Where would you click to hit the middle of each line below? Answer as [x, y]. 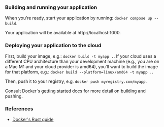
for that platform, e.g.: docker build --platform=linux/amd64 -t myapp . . [79, 72]
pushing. [14, 96]
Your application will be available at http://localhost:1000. [63, 33]
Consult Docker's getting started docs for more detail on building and [76, 91]
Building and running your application [51, 7]
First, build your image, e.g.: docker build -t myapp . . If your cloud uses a [81, 56]
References [19, 108]
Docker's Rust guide [33, 119]
